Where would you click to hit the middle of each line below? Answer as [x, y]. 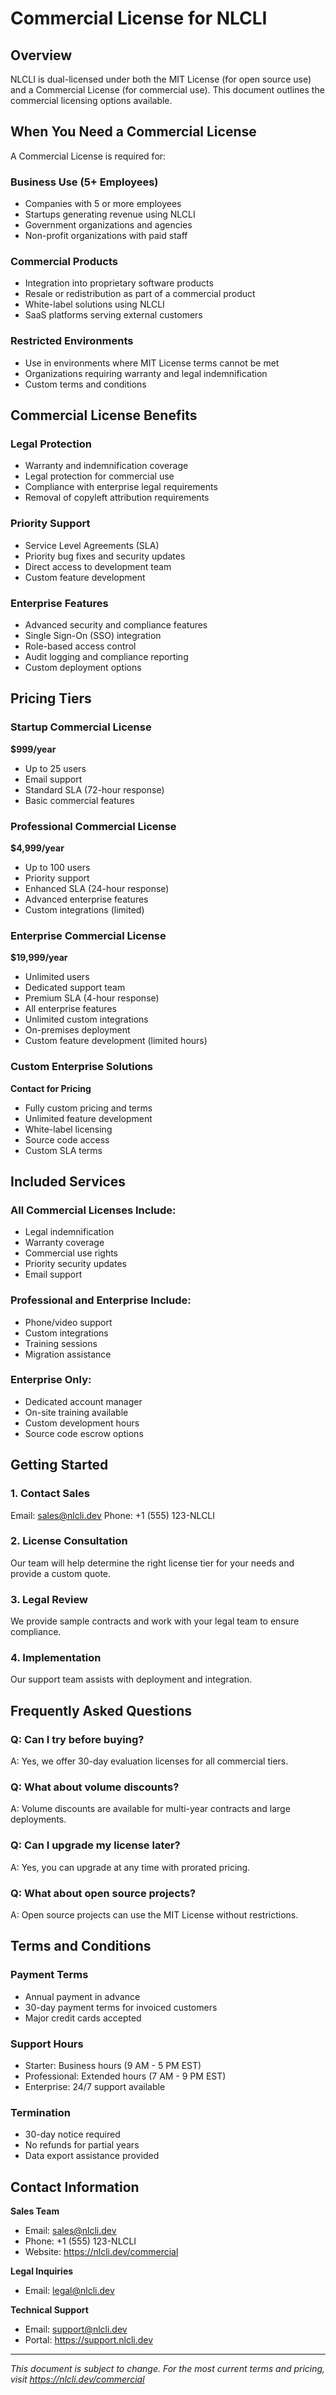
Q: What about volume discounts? [95, 1787]
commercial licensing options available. [91, 100]
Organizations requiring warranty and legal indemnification [146, 373]
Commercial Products [64, 262]
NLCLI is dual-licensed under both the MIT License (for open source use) [161, 79]
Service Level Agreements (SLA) [92, 545]
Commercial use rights [71, 1253]
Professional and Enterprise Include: [101, 1300]
